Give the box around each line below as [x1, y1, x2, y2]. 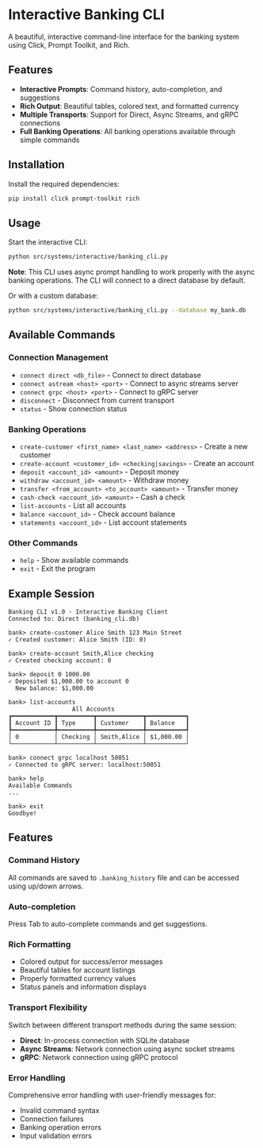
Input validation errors [19, 1131, 93, 1140]
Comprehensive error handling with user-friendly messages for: [8, 1090, 216, 1100]
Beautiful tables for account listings [19, 965, 136, 975]
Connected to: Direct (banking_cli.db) [8, 615, 140, 623]
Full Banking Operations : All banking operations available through [19, 126, 236, 136]
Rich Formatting [8, 939, 71, 950]
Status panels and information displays [19, 982, 147, 992]
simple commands [19, 135, 80, 144]
